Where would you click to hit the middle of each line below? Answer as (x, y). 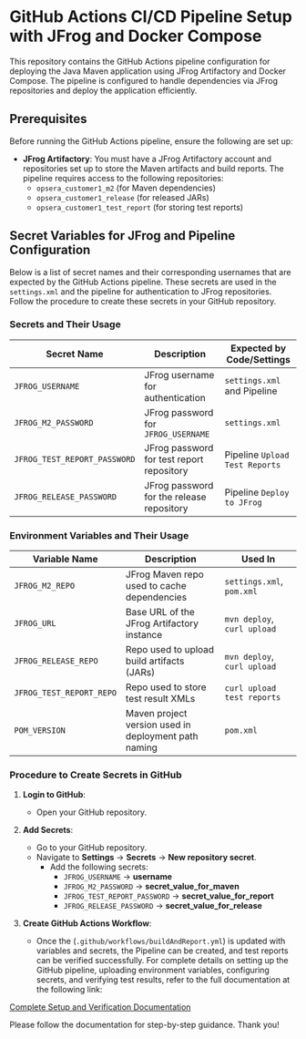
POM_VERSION (40, 730)
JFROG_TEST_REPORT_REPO (66, 693)
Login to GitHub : (54, 795)
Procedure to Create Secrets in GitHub (96, 775)
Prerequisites (48, 119)
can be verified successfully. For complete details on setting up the (162, 961)
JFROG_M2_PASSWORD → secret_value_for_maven (151, 887)
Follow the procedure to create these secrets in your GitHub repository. (143, 301)
